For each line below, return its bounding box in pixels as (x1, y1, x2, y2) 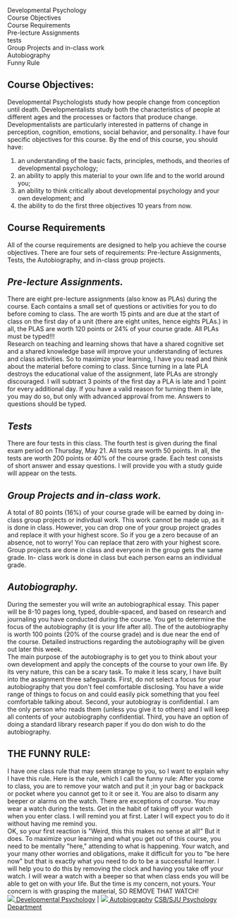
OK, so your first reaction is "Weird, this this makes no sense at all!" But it (7, 826, 220, 835)
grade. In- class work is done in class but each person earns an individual (7, 554, 222, 562)
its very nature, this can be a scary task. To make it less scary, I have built (7, 667, 221, 676)
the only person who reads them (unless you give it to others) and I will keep (7, 705, 230, 713)
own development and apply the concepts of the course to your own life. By (7, 660, 228, 668)
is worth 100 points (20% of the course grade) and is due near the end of (7, 630, 220, 638)
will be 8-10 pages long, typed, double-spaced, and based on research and (7, 607, 227, 616)
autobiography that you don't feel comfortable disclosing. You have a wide (7, 682, 224, 691)
